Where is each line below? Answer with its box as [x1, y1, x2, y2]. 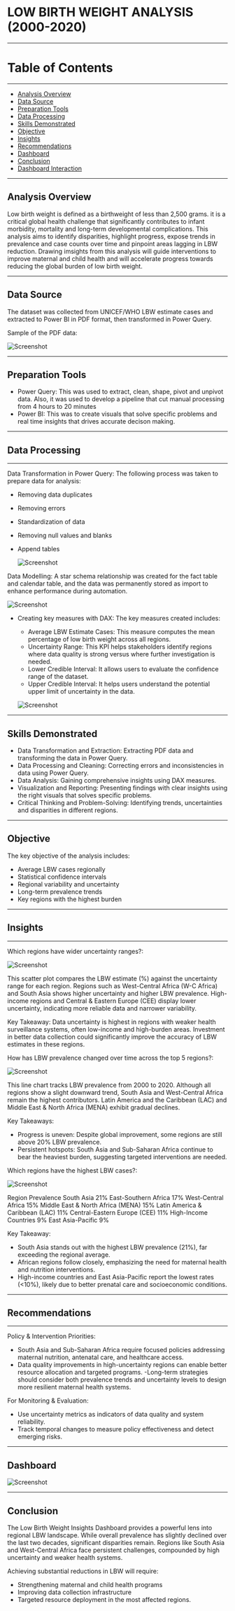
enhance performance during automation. [7, 587, 128, 595]
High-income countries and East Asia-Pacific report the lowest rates [17, 1272, 215, 1281]
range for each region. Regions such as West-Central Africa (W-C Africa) [7, 981, 218, 990]
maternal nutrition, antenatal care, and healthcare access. [17, 1353, 184, 1361]
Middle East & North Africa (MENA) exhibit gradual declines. [7, 1103, 180, 1112]
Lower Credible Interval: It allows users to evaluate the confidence [27, 665, 219, 673]
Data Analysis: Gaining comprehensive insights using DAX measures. [17, 776, 217, 784]
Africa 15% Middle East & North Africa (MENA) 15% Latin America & [7, 1201, 202, 1209]
